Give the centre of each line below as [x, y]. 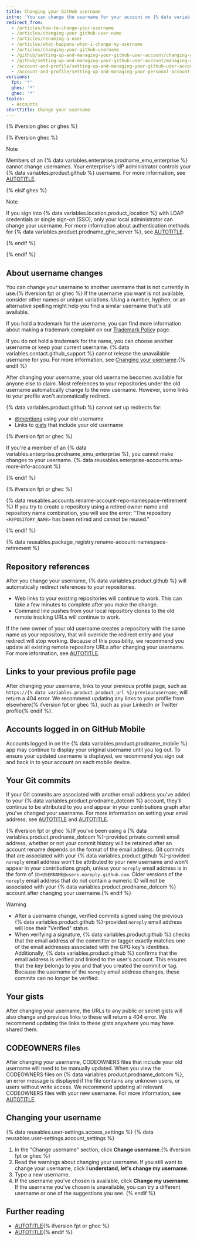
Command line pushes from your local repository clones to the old [94, 611]
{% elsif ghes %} [27, 191]
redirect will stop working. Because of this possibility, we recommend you [95, 641]
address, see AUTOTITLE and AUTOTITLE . [57, 819]
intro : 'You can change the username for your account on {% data [89, 17]
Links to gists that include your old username [69, 425]
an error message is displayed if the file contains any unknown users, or [93, 1081]
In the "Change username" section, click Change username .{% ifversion [103, 1150]
